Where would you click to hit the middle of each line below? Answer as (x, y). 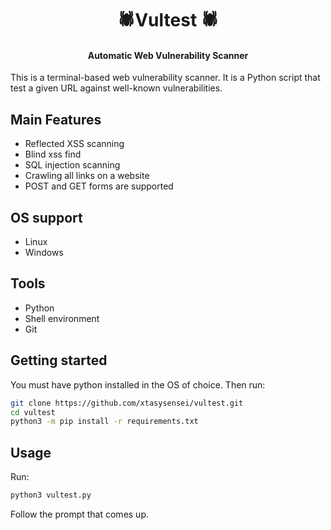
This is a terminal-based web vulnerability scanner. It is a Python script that (165, 78)
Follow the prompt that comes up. (80, 514)
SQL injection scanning (72, 165)
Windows (44, 253)
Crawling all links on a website (87, 176)
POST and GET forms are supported (99, 186)
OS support (46, 217)
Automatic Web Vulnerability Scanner (168, 55)
